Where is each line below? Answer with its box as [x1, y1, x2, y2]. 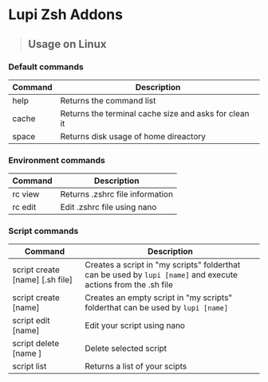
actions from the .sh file [85, 279, 173, 290]
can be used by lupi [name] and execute [85, 269, 238, 280]
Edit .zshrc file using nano [60, 201, 157, 212]
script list [12, 361, 47, 372]
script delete [12, 338, 60, 349]
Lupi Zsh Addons [8, 6, 124, 24]
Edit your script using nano [85, 320, 186, 331]
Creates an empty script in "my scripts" [85, 292, 233, 303]
